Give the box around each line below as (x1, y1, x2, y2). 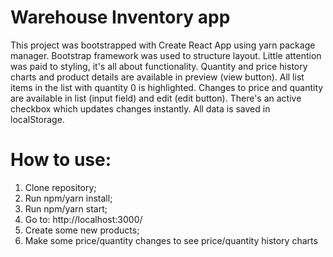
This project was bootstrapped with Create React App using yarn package (10, 39, 316, 51)
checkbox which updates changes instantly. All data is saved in (10, 102, 271, 115)
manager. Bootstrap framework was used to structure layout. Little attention (10, 49, 322, 61)
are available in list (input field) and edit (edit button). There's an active (10, 92, 302, 104)
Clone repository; (24, 181, 97, 193)
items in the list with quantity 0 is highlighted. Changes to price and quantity (10, 81, 324, 93)
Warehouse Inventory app (10, 6, 231, 29)
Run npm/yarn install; (24, 192, 113, 204)
